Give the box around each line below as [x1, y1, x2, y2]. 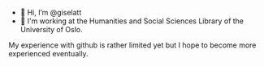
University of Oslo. [19, 25, 83, 34]
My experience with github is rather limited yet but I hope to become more [8, 40, 257, 50]
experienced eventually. [8, 49, 89, 58]
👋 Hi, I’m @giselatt [19, 8, 82, 17]
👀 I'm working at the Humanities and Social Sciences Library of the [19, 16, 245, 26]
